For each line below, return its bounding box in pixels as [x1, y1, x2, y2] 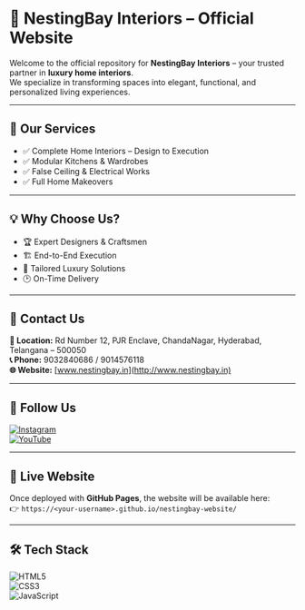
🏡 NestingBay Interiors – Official [9, 8, 254, 29]
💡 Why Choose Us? [9, 212, 121, 227]
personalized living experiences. [9, 86, 131, 97]
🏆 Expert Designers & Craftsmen [22, 236, 148, 247]
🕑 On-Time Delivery [22, 272, 100, 284]
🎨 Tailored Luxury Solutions [22, 262, 126, 273]
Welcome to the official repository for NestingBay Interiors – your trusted [9, 57, 284, 68]
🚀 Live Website [9, 468, 95, 484]
